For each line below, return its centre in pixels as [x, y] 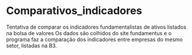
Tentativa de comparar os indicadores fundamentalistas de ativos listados [96, 27]
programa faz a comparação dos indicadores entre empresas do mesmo [95, 39]
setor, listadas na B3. [32, 46]
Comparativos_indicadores [74, 11]
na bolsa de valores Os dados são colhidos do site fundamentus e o [89, 33]
